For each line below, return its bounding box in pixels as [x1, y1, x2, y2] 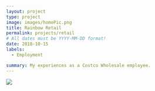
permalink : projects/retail [6, 30, 75, 36]
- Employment [11, 52, 43, 58]
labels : [6, 47, 25, 52]
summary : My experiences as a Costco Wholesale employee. [6, 62, 151, 68]
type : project [6, 14, 41, 20]
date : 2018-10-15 [6, 41, 49, 47]
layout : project [6, 8, 46, 15]
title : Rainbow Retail [6, 24, 62, 31]
